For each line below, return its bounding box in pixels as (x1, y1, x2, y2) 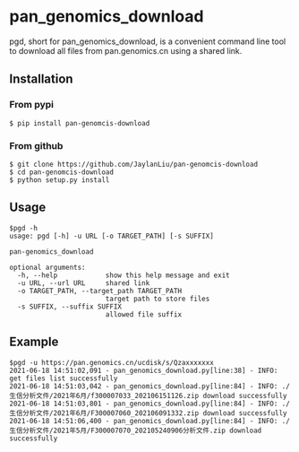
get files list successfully (9, 374, 118, 383)
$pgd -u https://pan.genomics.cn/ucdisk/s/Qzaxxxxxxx (9, 358, 215, 367)
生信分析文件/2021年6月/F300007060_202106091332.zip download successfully (9, 408, 288, 418)
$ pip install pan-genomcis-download (9, 118, 150, 127)
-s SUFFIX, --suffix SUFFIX (17, 302, 123, 311)
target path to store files (105, 294, 210, 303)
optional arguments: (9, 263, 87, 272)
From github (9, 139, 64, 152)
